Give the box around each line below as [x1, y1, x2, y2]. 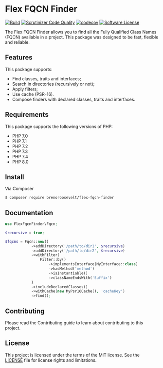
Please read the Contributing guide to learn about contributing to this [5, 320, 144, 326]
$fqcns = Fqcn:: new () [5, 239, 49, 244]
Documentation [5, 208, 54, 217]
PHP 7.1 [12, 138, 27, 144]
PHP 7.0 [12, 133, 28, 139]
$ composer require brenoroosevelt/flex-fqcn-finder [5, 195, 114, 200]
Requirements [5, 110, 49, 119]
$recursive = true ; [5, 230, 45, 235]
